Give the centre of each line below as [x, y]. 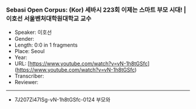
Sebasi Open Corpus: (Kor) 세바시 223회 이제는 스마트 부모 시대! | [96, 9]
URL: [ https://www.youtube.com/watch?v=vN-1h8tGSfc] [82, 64]
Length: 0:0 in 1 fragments [46, 45]
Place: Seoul [29, 51]
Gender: [24, 39]
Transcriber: [29, 76]
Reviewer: [27, 82]
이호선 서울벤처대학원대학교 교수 [49, 18]
